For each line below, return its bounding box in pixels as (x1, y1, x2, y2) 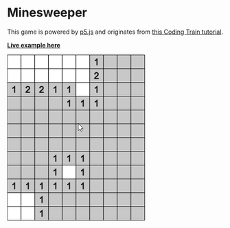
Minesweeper (7, 5, 87, 21)
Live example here (7, 41, 60, 49)
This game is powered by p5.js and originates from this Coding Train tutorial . (7, 28, 224, 36)
